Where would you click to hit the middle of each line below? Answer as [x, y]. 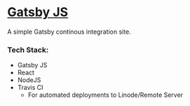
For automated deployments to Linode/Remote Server [106, 95]
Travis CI [30, 88]
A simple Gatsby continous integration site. [69, 32]
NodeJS [29, 80]
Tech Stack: [28, 50]
